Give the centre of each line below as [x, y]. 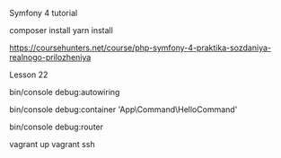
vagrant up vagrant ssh [53, 144]
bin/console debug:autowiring [65, 92]
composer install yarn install [61, 30]
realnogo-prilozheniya [50, 57]
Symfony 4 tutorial [44, 13]
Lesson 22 [29, 75]
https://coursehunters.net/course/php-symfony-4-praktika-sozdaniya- [140, 48]
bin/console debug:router [57, 127]
